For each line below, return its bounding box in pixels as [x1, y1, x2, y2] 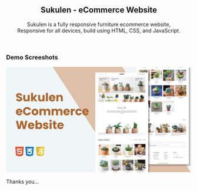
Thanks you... [6, 178, 39, 185]
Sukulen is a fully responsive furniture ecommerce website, [26, 21, 171, 28]
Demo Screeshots [6, 53, 58, 61]
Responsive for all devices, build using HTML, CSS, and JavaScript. [17, 27, 181, 34]
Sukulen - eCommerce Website [40, 5, 158, 15]
